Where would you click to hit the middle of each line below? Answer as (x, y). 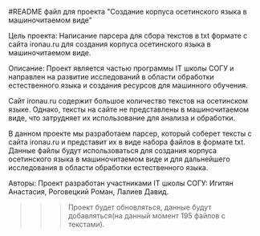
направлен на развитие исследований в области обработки (111, 77)
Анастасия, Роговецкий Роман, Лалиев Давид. (89, 191)
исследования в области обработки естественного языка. (108, 167)
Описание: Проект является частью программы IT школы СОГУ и (121, 68)
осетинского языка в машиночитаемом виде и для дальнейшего (119, 159)
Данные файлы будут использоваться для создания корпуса (113, 151)
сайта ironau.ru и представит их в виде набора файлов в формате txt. (127, 142)
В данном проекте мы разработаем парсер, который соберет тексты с (130, 133)
